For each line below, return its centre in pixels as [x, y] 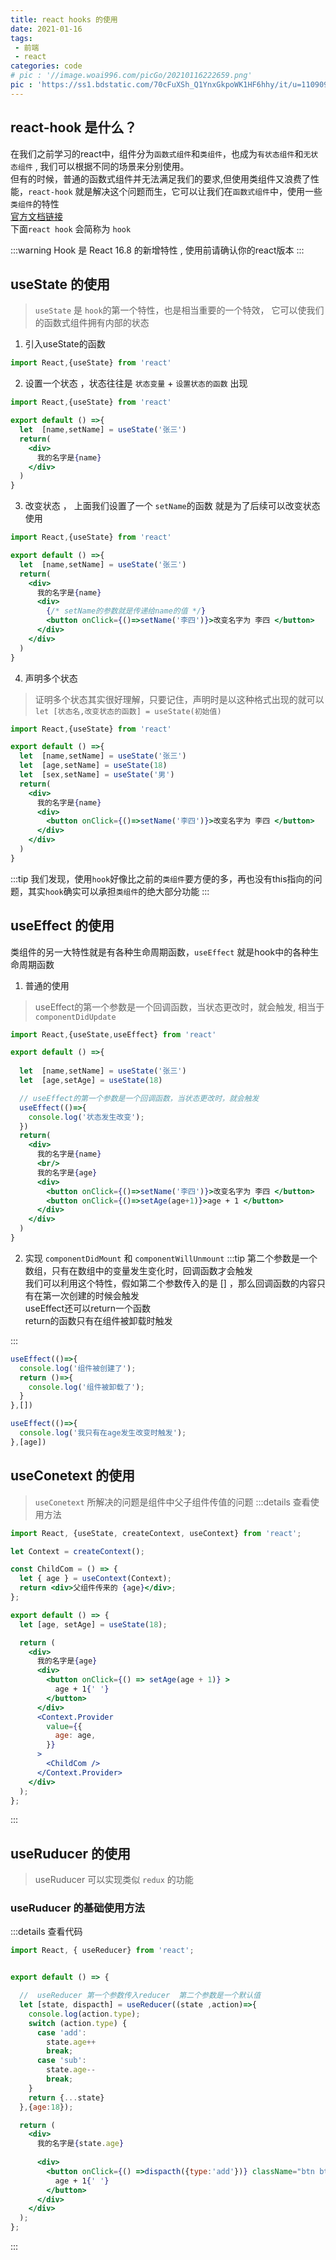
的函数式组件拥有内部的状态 [92, 323]
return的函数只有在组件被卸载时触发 [98, 1320]
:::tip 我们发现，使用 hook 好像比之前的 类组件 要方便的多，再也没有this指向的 [162, 878]
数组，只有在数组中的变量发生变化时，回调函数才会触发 [138, 1270]
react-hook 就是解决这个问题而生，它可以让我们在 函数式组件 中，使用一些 [175, 191]
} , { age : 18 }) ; [46, 2107]
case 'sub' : [61, 2061]
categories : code [46, 66]
